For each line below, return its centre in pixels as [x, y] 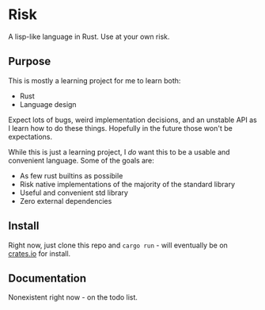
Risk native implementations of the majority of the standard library [127, 184]
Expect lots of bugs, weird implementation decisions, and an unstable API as [132, 120]
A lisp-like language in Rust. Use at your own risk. [89, 36]
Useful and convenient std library [74, 193]
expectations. [30, 136]
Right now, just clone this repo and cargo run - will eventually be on [118, 245]
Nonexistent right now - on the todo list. [73, 297]
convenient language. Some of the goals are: [81, 160]
